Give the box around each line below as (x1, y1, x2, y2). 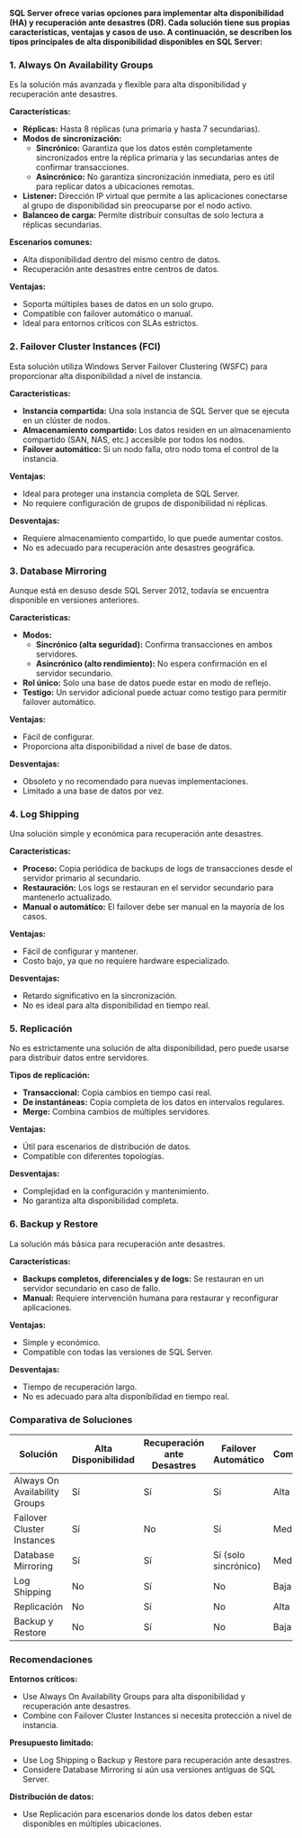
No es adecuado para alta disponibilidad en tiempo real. (22, 1390, 230, 1401)
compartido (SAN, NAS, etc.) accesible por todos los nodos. (22, 434, 245, 445)
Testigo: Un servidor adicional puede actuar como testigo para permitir (22, 686, 288, 697)
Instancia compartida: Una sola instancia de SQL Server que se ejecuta (22, 405, 290, 416)
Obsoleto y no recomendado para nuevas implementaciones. (22, 775, 249, 786)
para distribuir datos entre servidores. (9, 1053, 150, 1064)
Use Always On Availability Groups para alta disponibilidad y (22, 1691, 245, 1702)
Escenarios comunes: (9, 237, 93, 248)
